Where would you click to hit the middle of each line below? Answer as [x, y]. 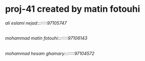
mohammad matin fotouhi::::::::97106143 [46, 38]
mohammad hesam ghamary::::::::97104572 [50, 53]
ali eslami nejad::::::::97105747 [36, 23]
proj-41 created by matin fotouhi [72, 9]
